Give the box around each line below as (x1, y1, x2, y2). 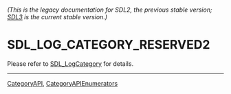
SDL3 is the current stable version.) (7, 12, 108, 21)
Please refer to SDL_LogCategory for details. (7, 59, 134, 68)
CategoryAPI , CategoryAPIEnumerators (7, 79, 118, 87)
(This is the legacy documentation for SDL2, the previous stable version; (7, 5, 212, 14)
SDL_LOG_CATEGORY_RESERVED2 (7, 36, 210, 52)
